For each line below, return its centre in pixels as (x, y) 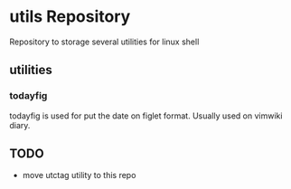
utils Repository (70, 17)
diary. (20, 125)
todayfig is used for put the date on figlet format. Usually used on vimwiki (146, 116)
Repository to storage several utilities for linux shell (104, 42)
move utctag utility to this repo (79, 175)
